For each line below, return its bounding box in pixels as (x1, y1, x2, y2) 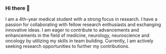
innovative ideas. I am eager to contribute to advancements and (5, 27, 139, 33)
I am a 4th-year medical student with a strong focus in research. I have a (5, 16, 158, 22)
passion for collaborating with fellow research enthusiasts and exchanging (5, 21, 161, 28)
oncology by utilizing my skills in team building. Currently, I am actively (5, 38, 154, 44)
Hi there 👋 (5, 5, 31, 12)
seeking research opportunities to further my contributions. (5, 43, 130, 49)
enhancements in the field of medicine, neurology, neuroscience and (5, 33, 150, 39)
